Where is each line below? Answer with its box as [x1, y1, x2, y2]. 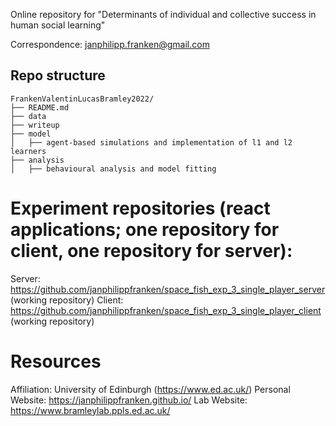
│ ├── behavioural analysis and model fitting [10, 164, 217, 174]
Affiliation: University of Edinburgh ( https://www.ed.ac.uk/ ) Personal [10, 383, 291, 395]
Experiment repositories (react [10, 197, 271, 219]
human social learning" [10, 19, 106, 31]
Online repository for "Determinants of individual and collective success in [10, 9, 317, 20]
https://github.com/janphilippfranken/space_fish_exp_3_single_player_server [10, 283, 326, 295]
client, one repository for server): [10, 240, 293, 262]
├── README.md [10, 102, 70, 113]
